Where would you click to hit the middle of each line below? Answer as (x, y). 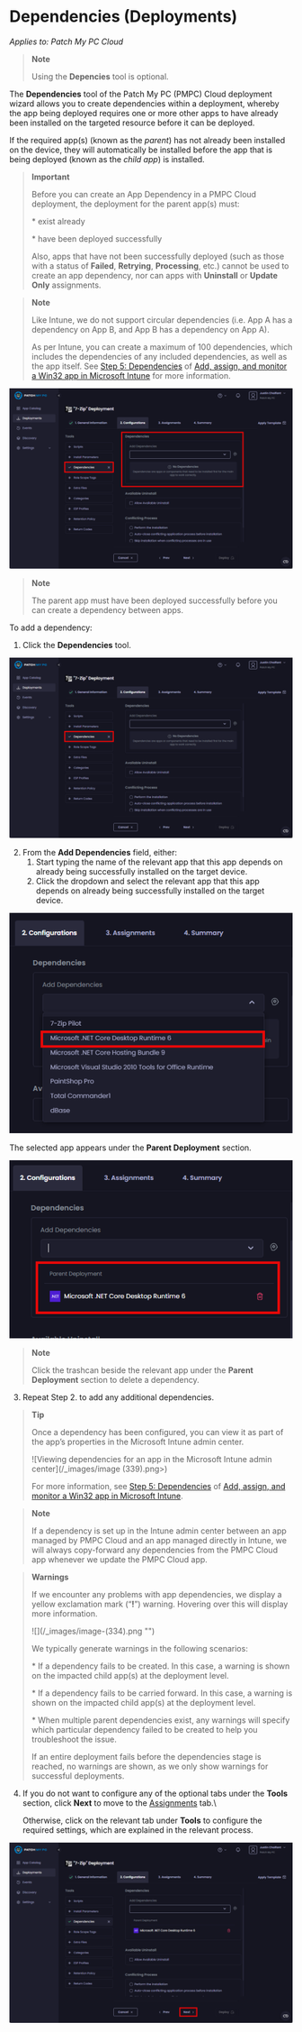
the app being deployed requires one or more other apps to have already (144, 113)
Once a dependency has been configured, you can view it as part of (157, 1432)
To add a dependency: (51, 627)
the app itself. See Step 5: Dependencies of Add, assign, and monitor (159, 366)
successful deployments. (78, 1776)
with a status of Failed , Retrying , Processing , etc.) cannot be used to (160, 265)
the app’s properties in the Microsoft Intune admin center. (138, 1442)
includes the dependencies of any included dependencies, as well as (159, 356)
